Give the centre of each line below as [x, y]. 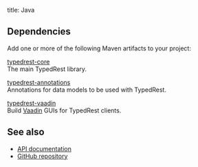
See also [26, 132]
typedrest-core [29, 61]
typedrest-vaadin [32, 103]
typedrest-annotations [39, 82]
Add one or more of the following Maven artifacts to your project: [99, 48]
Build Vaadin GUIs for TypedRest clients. [64, 110]
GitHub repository [42, 156]
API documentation [44, 148]
